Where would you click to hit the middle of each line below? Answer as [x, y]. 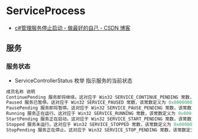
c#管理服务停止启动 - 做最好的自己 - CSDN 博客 [72, 28]
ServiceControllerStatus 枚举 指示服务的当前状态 [73, 80]
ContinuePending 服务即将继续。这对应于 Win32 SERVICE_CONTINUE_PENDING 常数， [100, 97]
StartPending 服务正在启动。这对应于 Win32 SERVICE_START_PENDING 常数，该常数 [99, 119]
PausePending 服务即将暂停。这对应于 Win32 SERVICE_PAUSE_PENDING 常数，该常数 [99, 108]
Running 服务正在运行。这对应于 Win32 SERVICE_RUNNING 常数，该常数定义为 [91, 114]
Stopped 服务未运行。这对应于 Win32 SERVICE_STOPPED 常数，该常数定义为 [89, 124]
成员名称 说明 [21, 92]
